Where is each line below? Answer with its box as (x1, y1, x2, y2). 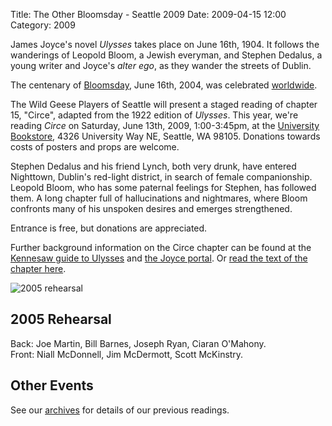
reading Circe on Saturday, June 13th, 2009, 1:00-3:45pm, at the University (10, 120, 320, 131)
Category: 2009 (10, 19, 76, 31)
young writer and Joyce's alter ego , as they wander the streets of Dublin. (10, 60, 312, 71)
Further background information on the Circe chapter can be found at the (10, 242, 312, 253)
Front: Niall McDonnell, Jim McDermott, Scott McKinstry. (10, 348, 244, 360)
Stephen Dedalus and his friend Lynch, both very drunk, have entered (10, 160, 297, 172)
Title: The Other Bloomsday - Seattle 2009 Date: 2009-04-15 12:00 (10, 9, 287, 20)
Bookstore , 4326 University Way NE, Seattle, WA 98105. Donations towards (10, 130, 321, 142)
